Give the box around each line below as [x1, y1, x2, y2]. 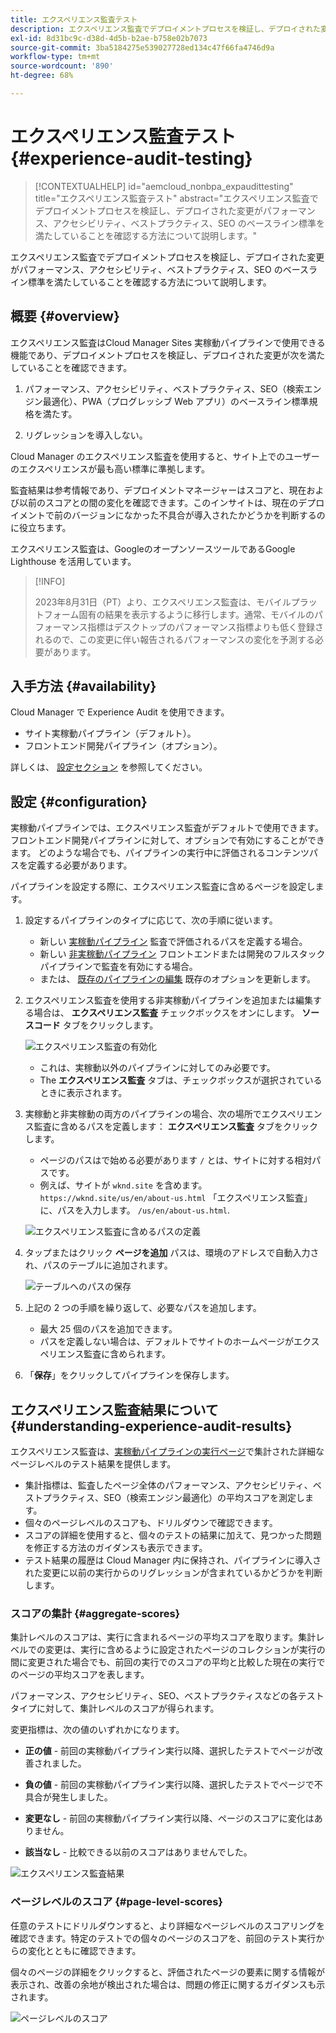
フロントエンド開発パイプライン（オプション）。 [24, 740, 223, 752]
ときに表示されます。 [39, 1087, 128, 1099]
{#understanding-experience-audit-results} [10, 1417, 293, 1435]
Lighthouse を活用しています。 [10, 555, 137, 567]
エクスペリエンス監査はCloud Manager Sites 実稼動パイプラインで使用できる [10, 336, 326, 348]
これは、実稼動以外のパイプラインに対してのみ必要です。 [39, 1062, 276, 1074]
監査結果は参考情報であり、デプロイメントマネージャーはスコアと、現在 [10, 484, 307, 496]
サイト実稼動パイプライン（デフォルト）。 [24, 727, 197, 740]
